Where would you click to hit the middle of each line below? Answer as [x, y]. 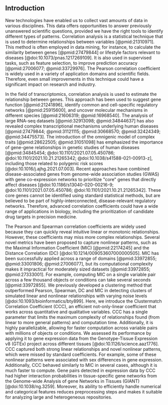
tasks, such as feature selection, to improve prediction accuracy [71, 63]
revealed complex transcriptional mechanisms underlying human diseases [82, 126]
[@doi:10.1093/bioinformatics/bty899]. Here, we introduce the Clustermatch [83, 301]
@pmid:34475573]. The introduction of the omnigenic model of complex [80, 137]
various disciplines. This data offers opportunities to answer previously [78, 26]
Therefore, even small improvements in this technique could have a [74, 79]
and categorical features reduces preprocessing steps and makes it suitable [84, 391]
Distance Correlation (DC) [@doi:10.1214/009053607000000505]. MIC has [82, 253]
